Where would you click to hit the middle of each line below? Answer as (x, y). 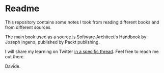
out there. (15, 56)
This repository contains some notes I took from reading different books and (82, 22)
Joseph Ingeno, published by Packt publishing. (52, 42)
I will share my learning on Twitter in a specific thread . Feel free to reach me (82, 51)
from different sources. (28, 27)
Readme (22, 9)
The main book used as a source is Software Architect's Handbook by (76, 37)
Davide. (13, 66)
